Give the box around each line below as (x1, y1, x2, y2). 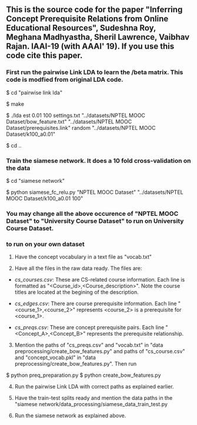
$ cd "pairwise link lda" (6, 89, 63, 96)
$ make (6, 100, 25, 108)
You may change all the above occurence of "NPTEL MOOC (6, 209, 179, 217)
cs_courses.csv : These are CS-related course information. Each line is (14, 276, 185, 283)
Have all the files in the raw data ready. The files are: (14, 265, 142, 272)
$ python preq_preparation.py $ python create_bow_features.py (6, 372, 161, 379)
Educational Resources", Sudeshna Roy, (6, 23, 156, 33)
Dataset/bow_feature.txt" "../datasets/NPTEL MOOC (6, 118, 132, 125)
